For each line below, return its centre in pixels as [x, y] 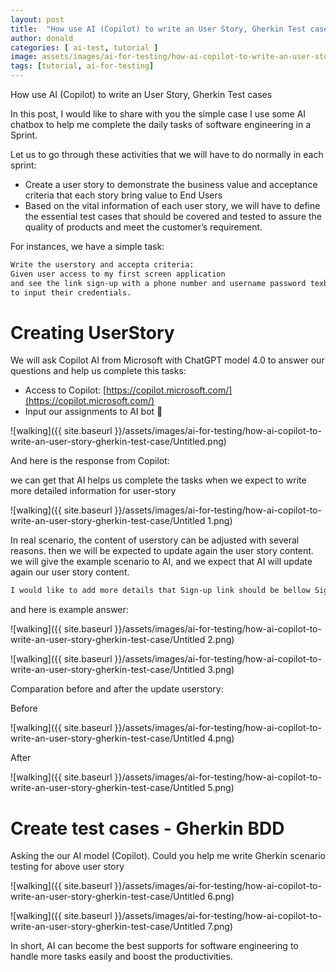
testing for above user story [67, 867]
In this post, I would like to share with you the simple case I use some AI [158, 114]
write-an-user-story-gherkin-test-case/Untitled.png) [118, 442]
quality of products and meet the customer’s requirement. [143, 227]
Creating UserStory [92, 332]
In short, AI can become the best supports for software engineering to [154, 946]
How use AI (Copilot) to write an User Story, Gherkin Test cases [141, 94]
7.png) [220, 927]
